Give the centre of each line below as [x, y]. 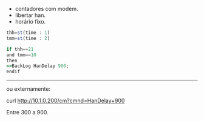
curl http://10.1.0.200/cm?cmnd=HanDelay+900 [66, 101]
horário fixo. [30, 21]
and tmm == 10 [21, 55]
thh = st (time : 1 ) [28, 33]
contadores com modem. [46, 9]
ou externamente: [28, 89]
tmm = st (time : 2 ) [28, 38]
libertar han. [30, 15]
